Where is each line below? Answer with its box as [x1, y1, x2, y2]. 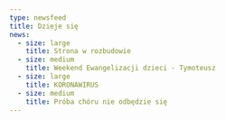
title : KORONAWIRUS [25, 80, 99, 89]
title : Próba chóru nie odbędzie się [25, 97, 168, 106]
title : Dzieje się [9, 22, 79, 31]
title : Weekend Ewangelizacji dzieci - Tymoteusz [25, 64, 217, 73]
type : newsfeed [9, 13, 67, 23]
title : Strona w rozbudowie [25, 47, 131, 56]
